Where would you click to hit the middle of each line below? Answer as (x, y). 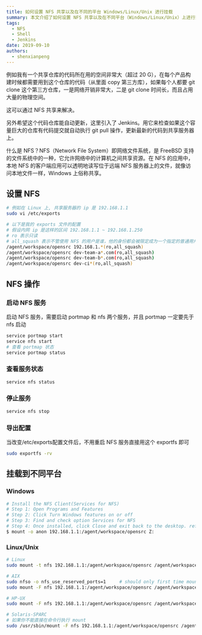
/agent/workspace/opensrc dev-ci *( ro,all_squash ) (70, 264)
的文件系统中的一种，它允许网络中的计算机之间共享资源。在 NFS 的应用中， (100, 158)
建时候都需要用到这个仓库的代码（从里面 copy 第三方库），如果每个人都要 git (101, 82)
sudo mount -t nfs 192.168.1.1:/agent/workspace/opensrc (79, 565)
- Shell (21, 34)
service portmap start (35, 336)
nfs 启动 (16, 324)
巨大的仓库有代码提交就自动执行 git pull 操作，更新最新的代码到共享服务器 (103, 130)
